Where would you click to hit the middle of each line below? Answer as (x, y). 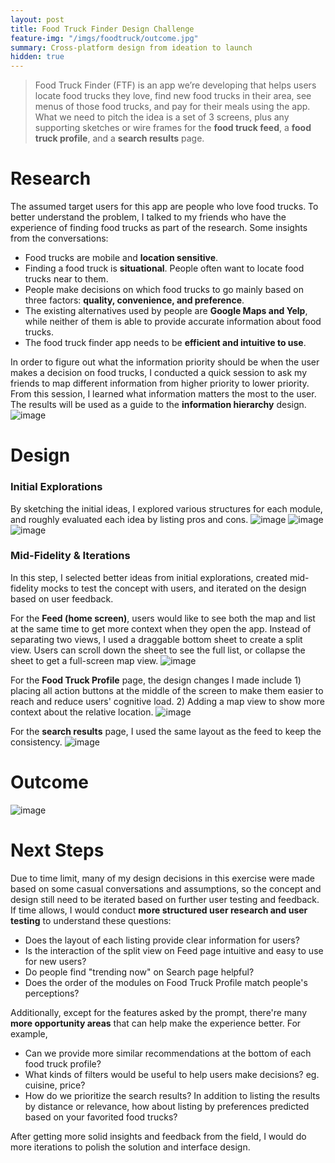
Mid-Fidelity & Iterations (70, 556)
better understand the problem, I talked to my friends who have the (148, 217)
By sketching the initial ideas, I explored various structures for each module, (166, 508)
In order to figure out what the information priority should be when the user (165, 362)
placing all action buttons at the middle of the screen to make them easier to (167, 690)
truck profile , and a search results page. (119, 138)
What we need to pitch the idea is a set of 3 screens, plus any (162, 117)
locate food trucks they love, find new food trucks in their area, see (173, 96)
